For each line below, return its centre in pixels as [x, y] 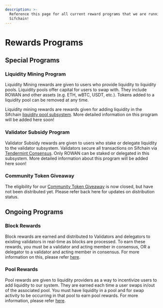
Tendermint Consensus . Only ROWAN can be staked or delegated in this [77, 153]
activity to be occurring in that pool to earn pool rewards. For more [72, 295]
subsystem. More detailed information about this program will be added [76, 158]
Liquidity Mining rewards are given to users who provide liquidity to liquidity [81, 85]
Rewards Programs [44, 42]
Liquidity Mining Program [36, 74]
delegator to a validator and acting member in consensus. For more [72, 252]
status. [12, 197]
